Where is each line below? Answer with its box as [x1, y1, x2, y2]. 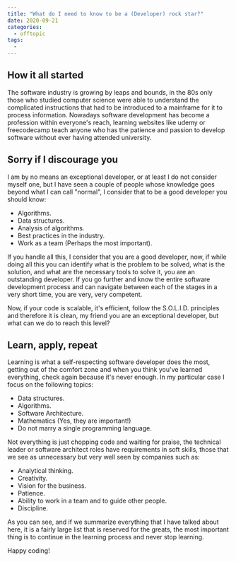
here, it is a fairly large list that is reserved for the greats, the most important [7, 525, 230, 534]
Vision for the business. [17, 481, 87, 490]
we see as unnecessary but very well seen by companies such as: [7, 453, 200, 462]
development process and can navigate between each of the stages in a [7, 282, 218, 291]
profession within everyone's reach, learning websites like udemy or [7, 118, 206, 127]
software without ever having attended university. [7, 133, 152, 141]
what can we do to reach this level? [7, 319, 110, 327]
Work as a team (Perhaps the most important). [17, 238, 153, 247]
